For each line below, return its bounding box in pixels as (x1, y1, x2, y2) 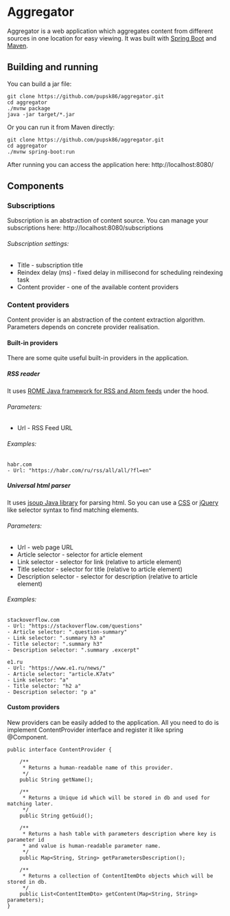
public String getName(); (19, 777, 94, 783)
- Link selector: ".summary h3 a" (7, 634, 106, 641)
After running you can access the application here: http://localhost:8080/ (7, 160, 214, 168)
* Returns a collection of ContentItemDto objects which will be (22, 873, 214, 880)
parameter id (7, 836, 45, 844)
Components (7, 180, 64, 192)
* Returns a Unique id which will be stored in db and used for (22, 794, 211, 801)
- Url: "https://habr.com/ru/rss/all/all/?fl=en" (7, 467, 152, 474)
